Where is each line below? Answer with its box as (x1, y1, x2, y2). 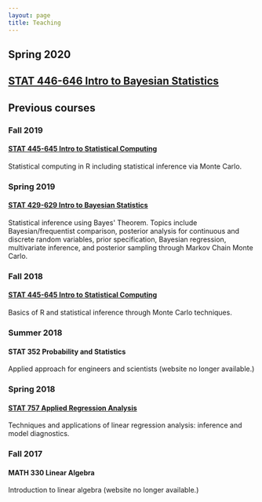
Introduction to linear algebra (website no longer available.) (8, 486, 199, 495)
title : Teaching (8, 19, 61, 27)
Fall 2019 (8, 125, 43, 136)
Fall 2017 (8, 449, 43, 460)
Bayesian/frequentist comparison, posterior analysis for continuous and (8, 226, 240, 235)
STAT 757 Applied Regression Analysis (8, 403, 137, 413)
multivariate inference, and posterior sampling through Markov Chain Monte (8, 242, 253, 252)
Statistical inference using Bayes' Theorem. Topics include (8, 217, 198, 227)
